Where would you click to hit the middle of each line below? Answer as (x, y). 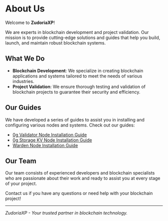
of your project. (21, 183)
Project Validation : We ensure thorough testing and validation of (79, 86)
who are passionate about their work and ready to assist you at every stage (83, 178)
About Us (25, 9)
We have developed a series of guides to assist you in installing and (75, 119)
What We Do (25, 59)
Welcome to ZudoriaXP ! (30, 22)
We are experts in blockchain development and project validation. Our (77, 32)
